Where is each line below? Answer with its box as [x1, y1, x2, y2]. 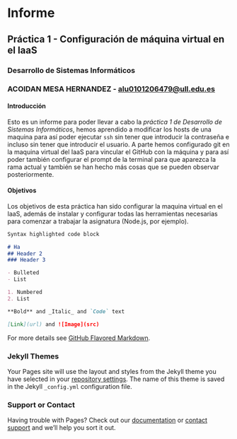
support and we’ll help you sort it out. [7, 423, 116, 432]
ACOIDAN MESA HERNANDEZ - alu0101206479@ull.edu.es [7, 84, 216, 94]
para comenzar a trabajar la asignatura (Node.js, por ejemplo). [7, 217, 189, 226]
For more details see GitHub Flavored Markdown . [7, 334, 151, 342]
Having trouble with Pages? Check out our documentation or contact [7, 416, 207, 425]
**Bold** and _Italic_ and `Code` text [7, 308, 125, 315]
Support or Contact [7, 399, 76, 409]
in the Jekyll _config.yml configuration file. [7, 382, 132, 390]
